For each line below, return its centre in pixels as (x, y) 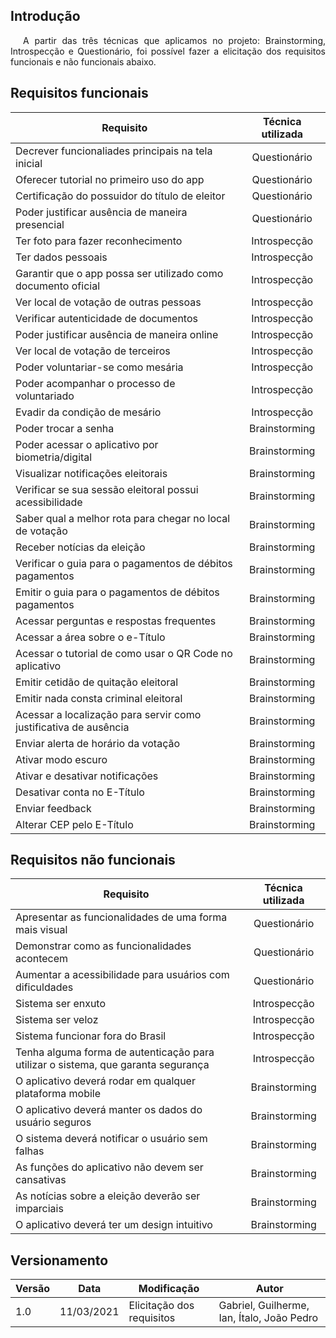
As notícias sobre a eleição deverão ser (108, 1196)
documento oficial (58, 286)
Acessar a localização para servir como (108, 714)
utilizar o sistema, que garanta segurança (112, 1065)
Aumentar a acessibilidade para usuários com (122, 975)
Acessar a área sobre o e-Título (90, 637)
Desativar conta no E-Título (80, 792)
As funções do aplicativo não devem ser (109, 1167)
